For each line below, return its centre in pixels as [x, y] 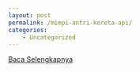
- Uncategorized [49, 37]
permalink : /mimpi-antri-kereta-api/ [70, 23]
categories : [28, 30]
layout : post [30, 15]
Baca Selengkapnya [41, 59]
